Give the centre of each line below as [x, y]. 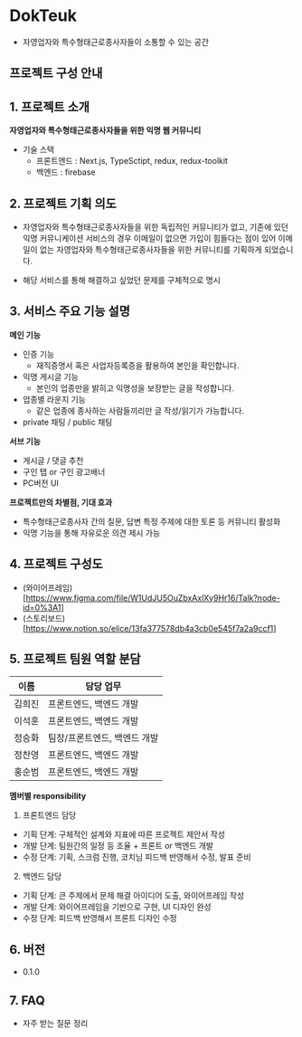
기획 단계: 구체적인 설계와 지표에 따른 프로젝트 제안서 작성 [124, 834]
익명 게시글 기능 [50, 376]
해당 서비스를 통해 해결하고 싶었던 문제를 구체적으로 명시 [122, 280]
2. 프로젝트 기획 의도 [63, 203]
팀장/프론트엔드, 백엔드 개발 [104, 738]
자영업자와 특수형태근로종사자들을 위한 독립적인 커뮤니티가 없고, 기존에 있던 [156, 226]
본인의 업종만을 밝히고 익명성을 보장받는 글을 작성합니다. [135, 388]
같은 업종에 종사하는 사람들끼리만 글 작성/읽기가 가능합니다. [140, 410]
